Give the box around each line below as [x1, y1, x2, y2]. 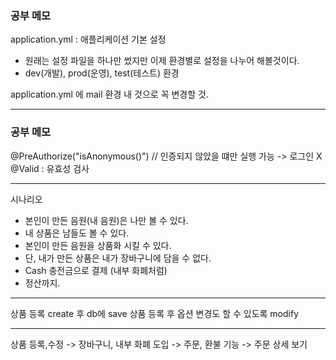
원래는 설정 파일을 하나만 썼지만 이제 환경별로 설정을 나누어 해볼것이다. [24, 55, 300, 67]
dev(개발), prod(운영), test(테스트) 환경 [24, 67, 180, 79]
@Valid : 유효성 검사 [10, 162, 90, 174]
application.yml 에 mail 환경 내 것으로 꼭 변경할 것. [10, 88, 209, 101]
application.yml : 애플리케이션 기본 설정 [10, 33, 167, 46]
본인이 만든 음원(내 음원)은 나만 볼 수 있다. [24, 214, 189, 226]
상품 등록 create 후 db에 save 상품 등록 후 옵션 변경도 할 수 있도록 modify [10, 307, 300, 319]
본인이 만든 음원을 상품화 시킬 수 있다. [24, 239, 172, 251]
